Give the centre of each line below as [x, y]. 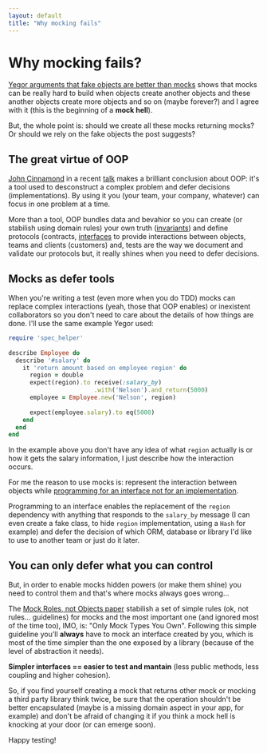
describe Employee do [44, 353]
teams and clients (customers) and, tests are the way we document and [126, 245]
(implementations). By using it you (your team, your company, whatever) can [134, 196]
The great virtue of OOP [69, 159]
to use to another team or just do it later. [74, 540]
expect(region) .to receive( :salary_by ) [95, 383]
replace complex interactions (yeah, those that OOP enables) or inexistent [130, 307]
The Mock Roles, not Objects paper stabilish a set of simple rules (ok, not [128, 609]
